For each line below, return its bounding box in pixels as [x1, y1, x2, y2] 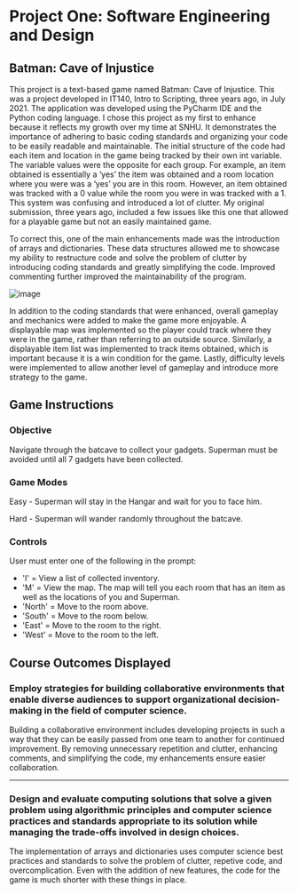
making [9, 704, 43, 716]
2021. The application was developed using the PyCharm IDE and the [9, 103, 262, 113]
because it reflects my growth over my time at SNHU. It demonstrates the [9, 122, 277, 132]
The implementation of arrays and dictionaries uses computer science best [9, 846, 284, 857]
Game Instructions [9, 397, 114, 412]
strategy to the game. [9, 371, 88, 382]
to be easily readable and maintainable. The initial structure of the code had [9, 140, 286, 151]
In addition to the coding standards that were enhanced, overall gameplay [9, 306, 278, 316]
